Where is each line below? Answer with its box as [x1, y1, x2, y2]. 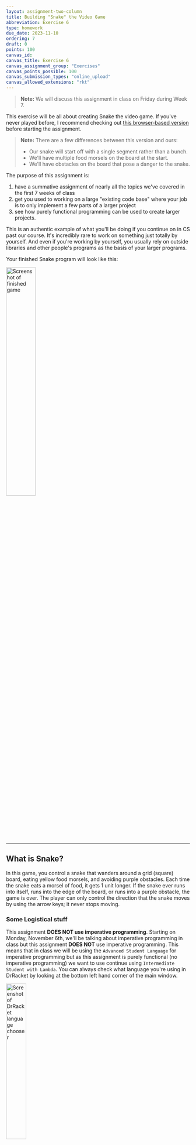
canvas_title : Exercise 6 [6, 57, 69, 63]
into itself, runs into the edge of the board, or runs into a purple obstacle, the [6, 888, 190, 895]
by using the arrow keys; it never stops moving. [6, 900, 120, 907]
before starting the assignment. [6, 125, 82, 132]
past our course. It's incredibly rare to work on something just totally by [6, 232, 178, 239]
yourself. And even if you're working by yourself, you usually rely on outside [6, 238, 188, 245]
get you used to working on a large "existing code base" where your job [14, 196, 188, 203]
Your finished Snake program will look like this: [6, 256, 118, 262]
